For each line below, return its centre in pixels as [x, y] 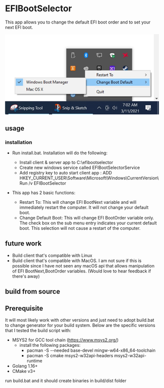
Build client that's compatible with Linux [52, 255]
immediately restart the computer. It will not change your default [84, 207]
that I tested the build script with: [38, 331]
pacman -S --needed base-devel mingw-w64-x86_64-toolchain [91, 350]
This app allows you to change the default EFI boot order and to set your [78, 22]
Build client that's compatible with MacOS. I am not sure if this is [77, 261]
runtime [34, 361]
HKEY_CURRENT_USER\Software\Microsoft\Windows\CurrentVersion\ [89, 178]
